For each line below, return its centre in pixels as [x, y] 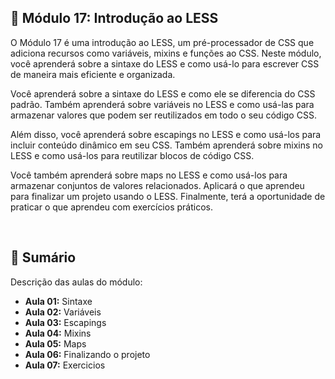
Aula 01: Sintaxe [58, 301]
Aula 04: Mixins [58, 333]
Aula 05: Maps [55, 343]
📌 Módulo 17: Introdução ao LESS [114, 18]
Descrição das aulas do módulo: [76, 282]
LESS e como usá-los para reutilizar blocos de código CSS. [132, 155]
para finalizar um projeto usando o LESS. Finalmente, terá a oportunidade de [168, 196]
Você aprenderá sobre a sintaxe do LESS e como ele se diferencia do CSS [163, 93]
